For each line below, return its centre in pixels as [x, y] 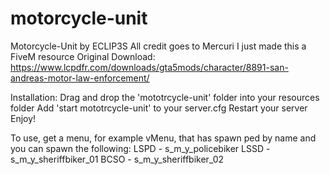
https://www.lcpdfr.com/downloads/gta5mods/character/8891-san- [149, 67]
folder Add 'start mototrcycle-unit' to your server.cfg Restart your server [159, 108]
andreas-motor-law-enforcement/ [80, 78]
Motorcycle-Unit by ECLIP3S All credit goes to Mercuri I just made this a [158, 46]
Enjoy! [23, 118]
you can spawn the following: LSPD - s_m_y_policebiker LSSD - [140, 148]
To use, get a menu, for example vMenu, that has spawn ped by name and [163, 138]
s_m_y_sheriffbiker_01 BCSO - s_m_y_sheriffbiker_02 [117, 159]
